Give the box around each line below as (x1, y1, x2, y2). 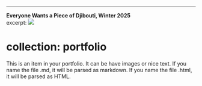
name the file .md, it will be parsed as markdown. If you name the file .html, (6, 66, 192, 73)
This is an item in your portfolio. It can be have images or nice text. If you (6, 60, 186, 67)
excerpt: (6, 19, 27, 26)
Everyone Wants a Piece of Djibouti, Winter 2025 (6, 12, 131, 19)
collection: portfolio (6, 40, 107, 54)
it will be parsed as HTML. (6, 73, 71, 80)
